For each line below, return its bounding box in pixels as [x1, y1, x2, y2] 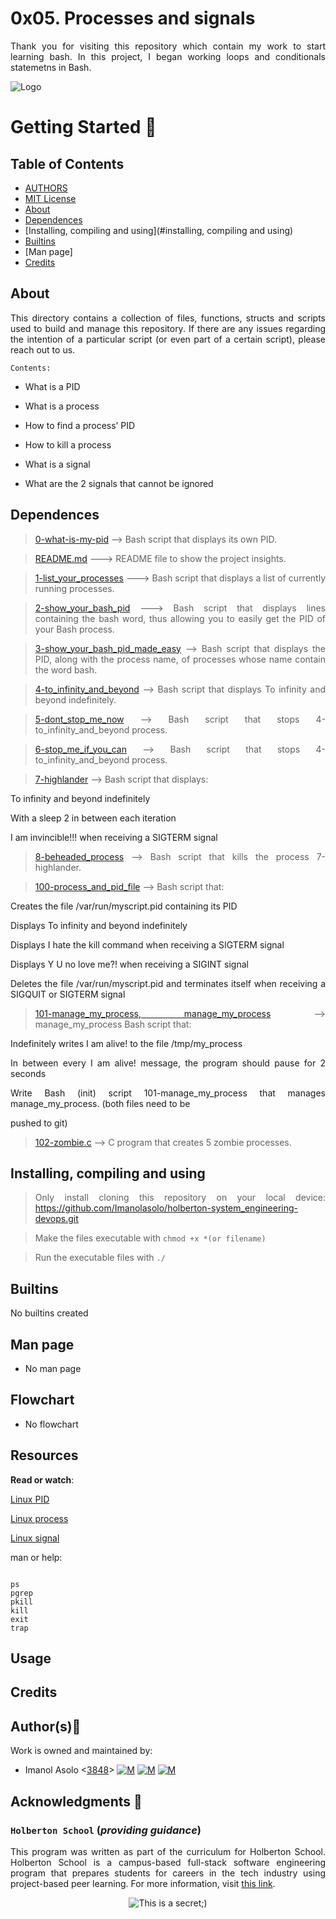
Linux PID [10, 1493, 50, 1505]
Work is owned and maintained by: [10, 1745, 153, 1757]
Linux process [10, 1512, 69, 1524]
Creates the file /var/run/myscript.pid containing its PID [10, 900, 238, 912]
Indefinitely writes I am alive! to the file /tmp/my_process [10, 1037, 243, 1049]
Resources [10, 1447, 79, 1464]
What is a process [24, 400, 100, 412]
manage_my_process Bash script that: [34, 1018, 192, 1030]
